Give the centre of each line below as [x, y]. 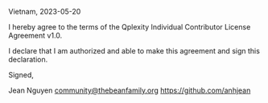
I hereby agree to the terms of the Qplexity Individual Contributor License [130, 27]
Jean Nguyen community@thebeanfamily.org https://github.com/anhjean [130, 90]
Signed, [21, 75]
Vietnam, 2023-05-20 [45, 12]
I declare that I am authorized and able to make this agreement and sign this [134, 51]
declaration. [28, 59]
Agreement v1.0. [35, 36]
